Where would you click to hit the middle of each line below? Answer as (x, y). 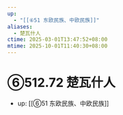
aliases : (20, 26)
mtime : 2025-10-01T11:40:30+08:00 (58, 46)
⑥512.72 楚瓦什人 (61, 83)
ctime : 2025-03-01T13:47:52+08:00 (58, 40)
